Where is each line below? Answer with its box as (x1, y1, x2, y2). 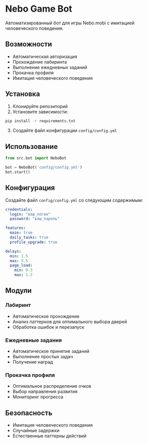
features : (5, 225, 26, 231)
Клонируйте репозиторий (12, 103, 68, 109)
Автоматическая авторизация (12, 53, 77, 59)
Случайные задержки (12, 427, 60, 434)
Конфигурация (5, 184, 55, 192)
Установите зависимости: (12, 109, 68, 115)
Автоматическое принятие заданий (12, 348, 89, 354)
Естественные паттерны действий (12, 433, 87, 439)
